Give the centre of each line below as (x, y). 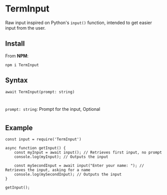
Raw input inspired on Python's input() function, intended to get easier (79, 23)
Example (19, 128)
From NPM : (17, 56)
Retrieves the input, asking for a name (48, 170)
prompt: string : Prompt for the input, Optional (53, 109)
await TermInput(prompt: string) (40, 92)
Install (15, 44)
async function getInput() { (35, 148)
